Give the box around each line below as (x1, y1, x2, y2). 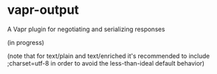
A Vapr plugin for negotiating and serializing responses (7, 25, 165, 33)
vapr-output (7, 2, 80, 18)
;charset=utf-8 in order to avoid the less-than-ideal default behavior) (7, 59, 204, 67)
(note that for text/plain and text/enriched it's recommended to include (7, 51, 210, 60)
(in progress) (7, 38, 45, 46)
